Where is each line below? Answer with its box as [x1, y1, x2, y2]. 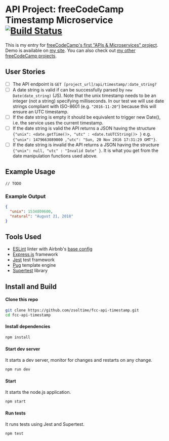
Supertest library [12, 268, 48, 274]
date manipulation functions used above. [12, 153, 98, 159]
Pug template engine [12, 262, 56, 268]
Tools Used [5, 233, 41, 241]
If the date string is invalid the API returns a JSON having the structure [12, 142, 159, 148]
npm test [5, 431, 24, 436]
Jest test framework [12, 257, 55, 263]
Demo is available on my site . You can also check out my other [5, 47, 136, 53]
